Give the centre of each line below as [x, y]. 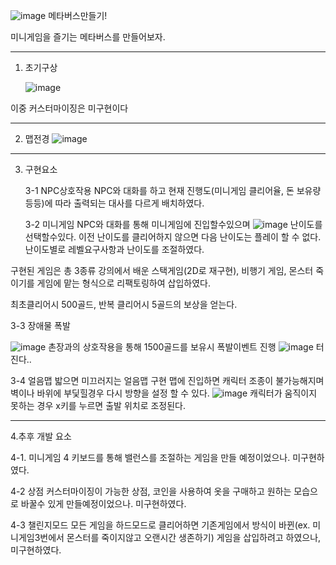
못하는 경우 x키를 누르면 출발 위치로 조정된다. [98, 405]
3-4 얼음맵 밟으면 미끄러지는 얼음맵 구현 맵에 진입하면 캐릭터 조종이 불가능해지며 [167, 380]
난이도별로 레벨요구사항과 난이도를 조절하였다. [114, 249]
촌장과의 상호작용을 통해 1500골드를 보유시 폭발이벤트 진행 [162, 347]
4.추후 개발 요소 [41, 436]
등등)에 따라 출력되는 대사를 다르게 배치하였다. [114, 203]
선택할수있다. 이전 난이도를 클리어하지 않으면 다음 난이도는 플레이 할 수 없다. [173, 237]
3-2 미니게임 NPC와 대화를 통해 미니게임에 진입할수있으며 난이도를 [173, 224]
